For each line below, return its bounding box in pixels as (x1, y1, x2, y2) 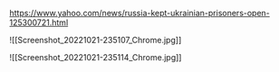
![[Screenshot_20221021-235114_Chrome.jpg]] (9, 52, 182, 62)
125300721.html (9, 17, 69, 28)
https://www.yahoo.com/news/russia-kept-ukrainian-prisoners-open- (9, 8, 270, 18)
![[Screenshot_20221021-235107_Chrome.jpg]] (9, 35, 182, 45)
